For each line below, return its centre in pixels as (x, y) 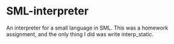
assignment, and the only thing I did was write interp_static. (80, 34)
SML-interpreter (48, 11)
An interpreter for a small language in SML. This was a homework (87, 28)
